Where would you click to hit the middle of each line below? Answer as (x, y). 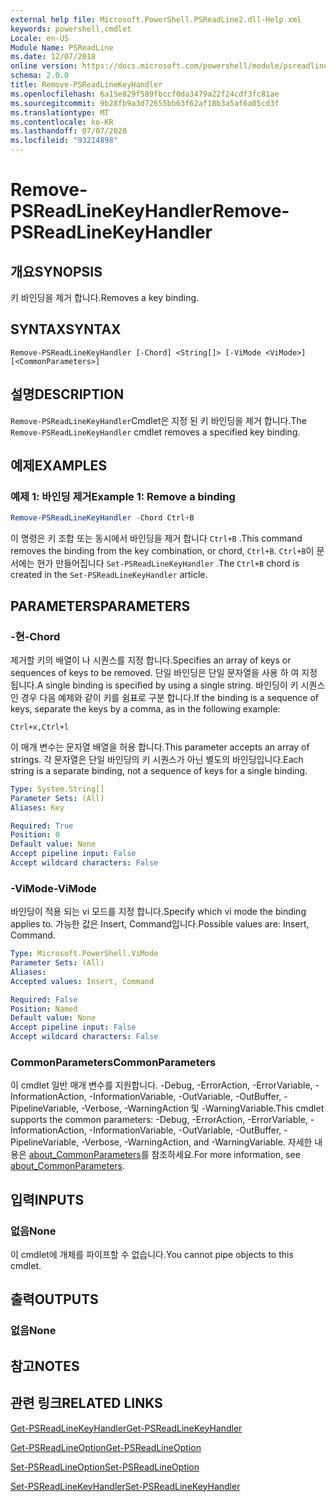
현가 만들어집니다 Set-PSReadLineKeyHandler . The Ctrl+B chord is (168, 563)
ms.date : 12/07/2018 (53, 57)
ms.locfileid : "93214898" (64, 141)
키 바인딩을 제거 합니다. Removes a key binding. (105, 297)
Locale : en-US (40, 38)
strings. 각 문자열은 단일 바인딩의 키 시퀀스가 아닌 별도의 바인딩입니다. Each (157, 759)
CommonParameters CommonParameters (113, 1062)
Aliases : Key (37, 807)
